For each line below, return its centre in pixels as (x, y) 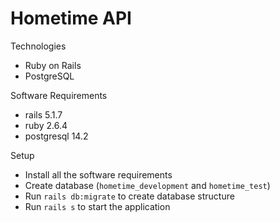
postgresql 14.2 (56, 136)
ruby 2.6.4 (46, 125)
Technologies (38, 46)
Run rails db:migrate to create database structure (129, 196)
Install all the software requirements (98, 174)
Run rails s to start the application (97, 206)
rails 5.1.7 (43, 114)
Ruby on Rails (53, 65)
